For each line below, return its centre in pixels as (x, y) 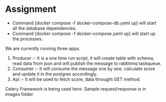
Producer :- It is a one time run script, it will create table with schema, (83, 58)
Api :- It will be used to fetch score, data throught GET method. (77, 79)
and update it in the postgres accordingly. (55, 74)
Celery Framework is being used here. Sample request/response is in (76, 89)
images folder (19, 94)
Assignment (31, 9)
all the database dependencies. (44, 28)
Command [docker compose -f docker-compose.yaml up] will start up (84, 33)
